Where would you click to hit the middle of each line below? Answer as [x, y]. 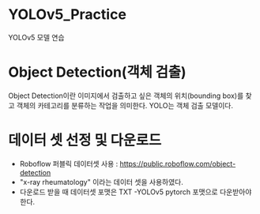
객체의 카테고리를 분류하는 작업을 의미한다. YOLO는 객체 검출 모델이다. [124, 105]
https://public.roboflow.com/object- [178, 163]
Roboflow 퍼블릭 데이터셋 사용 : [69, 163]
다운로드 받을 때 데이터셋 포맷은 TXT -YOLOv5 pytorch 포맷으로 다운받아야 [136, 192]
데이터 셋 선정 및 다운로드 [85, 141]
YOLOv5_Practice [67, 15]
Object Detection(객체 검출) [98, 72]
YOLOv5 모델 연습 [36, 37]
